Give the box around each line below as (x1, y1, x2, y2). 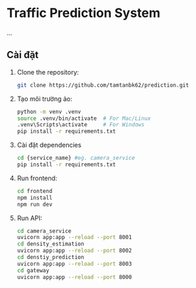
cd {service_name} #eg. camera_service (16, 155, 136, 162)
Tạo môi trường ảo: (16, 94, 72, 103)
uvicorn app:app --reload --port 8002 (16, 247, 132, 255)
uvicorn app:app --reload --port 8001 (16, 234, 132, 241)
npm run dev (16, 201, 53, 208)
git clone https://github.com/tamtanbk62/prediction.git (16, 82, 190, 89)
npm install (16, 194, 53, 201)
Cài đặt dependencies (16, 140, 82, 150)
